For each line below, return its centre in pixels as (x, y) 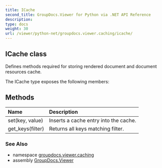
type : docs (17, 24)
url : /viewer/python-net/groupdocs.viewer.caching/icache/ (69, 33)
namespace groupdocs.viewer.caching (53, 155)
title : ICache (20, 10)
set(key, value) (26, 120)
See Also (17, 144)
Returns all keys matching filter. (87, 128)
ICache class (26, 54)
